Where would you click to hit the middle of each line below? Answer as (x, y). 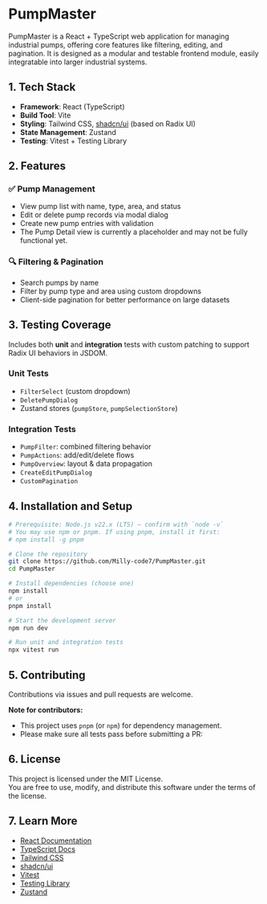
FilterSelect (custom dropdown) (75, 391)
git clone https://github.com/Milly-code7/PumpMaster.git (107, 561)
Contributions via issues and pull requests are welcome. (101, 694)
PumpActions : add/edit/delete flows (77, 455)
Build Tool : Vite (45, 115)
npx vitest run (34, 650)
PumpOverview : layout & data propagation (86, 464)
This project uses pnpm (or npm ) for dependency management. (121, 725)
